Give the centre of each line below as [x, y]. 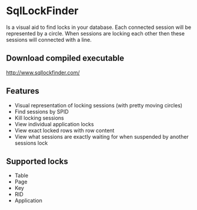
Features [23, 91]
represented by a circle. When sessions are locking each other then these [96, 33]
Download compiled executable [65, 58]
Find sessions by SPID [41, 111]
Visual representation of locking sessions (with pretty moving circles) [98, 105]
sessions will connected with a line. [49, 40]
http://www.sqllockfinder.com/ [43, 73]
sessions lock [31, 143]
